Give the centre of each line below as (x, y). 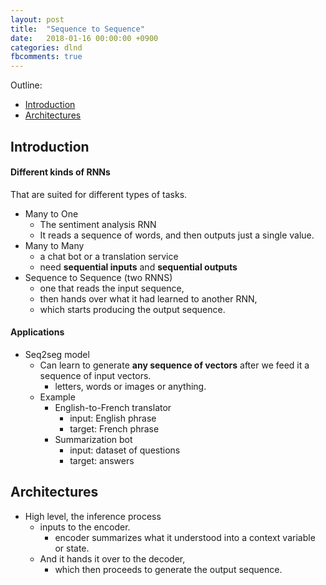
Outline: (26, 85)
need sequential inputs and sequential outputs (138, 267)
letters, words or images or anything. (130, 386)
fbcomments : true (46, 57)
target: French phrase (114, 428)
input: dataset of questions (125, 450)
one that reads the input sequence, (112, 288)
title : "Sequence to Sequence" (77, 29)
